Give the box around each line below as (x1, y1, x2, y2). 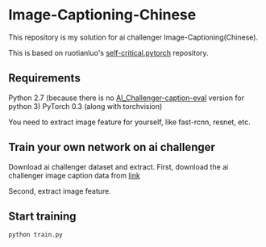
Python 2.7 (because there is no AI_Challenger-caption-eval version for (8, 93, 244, 103)
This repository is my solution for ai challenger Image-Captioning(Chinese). (8, 32, 259, 42)
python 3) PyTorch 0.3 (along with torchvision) (8, 101, 163, 111)
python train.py (8, 231, 63, 239)
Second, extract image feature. (8, 186, 111, 195)
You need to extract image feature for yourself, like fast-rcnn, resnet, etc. (8, 117, 251, 127)
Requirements (8, 71, 81, 86)
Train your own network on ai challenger (8, 140, 216, 154)
